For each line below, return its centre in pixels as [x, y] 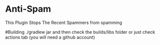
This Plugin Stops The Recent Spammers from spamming [64, 22]
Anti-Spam [28, 9]
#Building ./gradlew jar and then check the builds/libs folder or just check [80, 32]
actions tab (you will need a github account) [50, 37]
